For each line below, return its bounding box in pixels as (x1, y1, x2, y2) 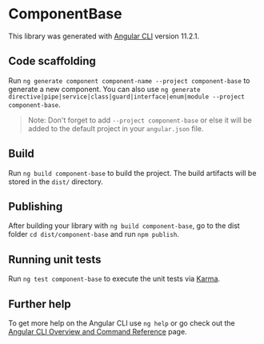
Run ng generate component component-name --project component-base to (8, 75, 250, 85)
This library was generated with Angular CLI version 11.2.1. (8, 31, 200, 41)
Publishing (8, 199, 63, 213)
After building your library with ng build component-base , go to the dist (8, 221, 240, 230)
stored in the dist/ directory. (8, 177, 104, 186)
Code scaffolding (8, 54, 96, 68)
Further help (8, 297, 72, 310)
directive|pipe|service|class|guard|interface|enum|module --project (8, 93, 246, 101)
